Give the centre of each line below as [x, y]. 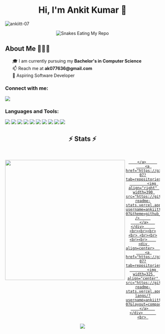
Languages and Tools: [32, 111]
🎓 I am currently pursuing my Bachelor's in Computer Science [77, 61]
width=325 [143, 274]
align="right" [143, 188]
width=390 [143, 192]
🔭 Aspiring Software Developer [43, 75]
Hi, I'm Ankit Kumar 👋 [82, 10]
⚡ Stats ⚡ [82, 139]
